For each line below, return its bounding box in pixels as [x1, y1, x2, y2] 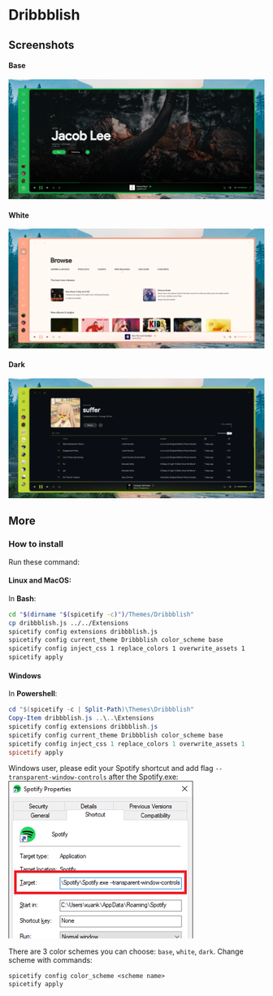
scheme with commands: [8, 955, 93, 964]
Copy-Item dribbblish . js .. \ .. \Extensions [8, 714, 154, 722]
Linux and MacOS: [8, 575, 71, 586]
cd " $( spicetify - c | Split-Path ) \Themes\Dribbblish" [8, 705, 195, 714]
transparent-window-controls [8, 773, 107, 782]
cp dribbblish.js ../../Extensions [8, 619, 129, 627]
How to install [8, 539, 63, 550]
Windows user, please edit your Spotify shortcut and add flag [8, 763, 214, 773]
